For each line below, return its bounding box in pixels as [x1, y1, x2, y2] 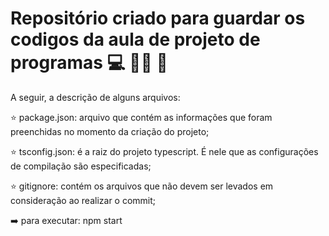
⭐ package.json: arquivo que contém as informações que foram [10, 111, 273, 123]
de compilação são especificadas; [10, 160, 152, 172]
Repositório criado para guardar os [10, 7, 306, 30]
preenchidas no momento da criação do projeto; [10, 125, 210, 137]
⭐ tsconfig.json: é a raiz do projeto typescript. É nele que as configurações [10, 145, 319, 157]
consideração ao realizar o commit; [10, 194, 157, 206]
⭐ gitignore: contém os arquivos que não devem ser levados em [10, 180, 274, 192]
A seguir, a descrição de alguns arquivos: [10, 91, 181, 103]
